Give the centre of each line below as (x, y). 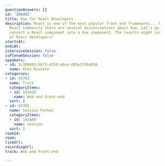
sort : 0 (17, 101)
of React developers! (32, 37)
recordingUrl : (20, 147)
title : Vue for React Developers (39, 19)
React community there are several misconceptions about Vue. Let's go (84, 28)
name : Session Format (32, 111)
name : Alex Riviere (29, 69)
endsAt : (13, 46)
